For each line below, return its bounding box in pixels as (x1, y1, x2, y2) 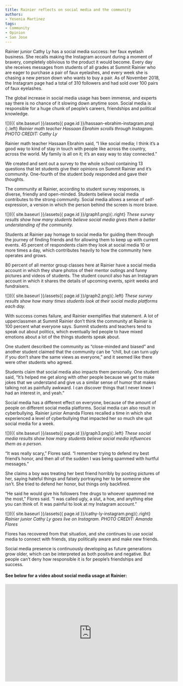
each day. (5, 303, 26, 309)
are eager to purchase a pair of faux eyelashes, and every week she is (5, 69, 148, 75)
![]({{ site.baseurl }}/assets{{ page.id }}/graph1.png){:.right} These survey (5, 211, 154, 217)
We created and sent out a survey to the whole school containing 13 (5, 160, 143, 166)
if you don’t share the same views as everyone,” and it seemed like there (5, 354, 152, 360)
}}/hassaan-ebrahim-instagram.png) (80, 120, 154, 126)
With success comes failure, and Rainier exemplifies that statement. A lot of (5, 313, 159, 318)
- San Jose (5, 35, 28, 40)
